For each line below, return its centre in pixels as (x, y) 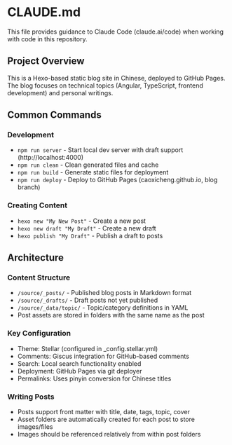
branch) (29, 187)
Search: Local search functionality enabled (79, 363)
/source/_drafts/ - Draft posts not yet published (88, 300)
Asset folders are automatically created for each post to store (106, 419)
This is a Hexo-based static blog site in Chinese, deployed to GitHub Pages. (116, 78)
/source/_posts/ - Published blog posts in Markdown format (104, 293)
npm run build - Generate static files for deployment (93, 172)
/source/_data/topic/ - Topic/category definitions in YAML (103, 308)
